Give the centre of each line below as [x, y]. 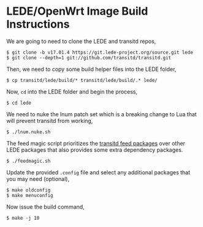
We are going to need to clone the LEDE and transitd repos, [81, 41]
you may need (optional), [38, 179]
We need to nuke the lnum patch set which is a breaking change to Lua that [102, 114]
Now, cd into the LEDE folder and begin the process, [72, 91]
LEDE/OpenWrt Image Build [77, 11]
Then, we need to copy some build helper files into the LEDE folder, [91, 69]
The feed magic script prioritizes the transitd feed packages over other [96, 143]
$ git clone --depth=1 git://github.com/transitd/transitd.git [89, 58]
